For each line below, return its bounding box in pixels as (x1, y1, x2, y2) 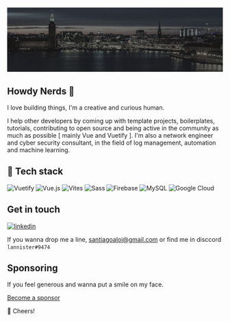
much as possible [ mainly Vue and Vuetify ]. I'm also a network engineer (7, 131, 214, 139)
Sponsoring (7, 262, 58, 274)
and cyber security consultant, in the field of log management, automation (7, 138, 216, 147)
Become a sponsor (7, 294, 60, 302)
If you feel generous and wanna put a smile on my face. (7, 280, 164, 288)
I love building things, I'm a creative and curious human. (7, 103, 165, 112)
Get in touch (7, 203, 60, 216)
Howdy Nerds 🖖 (7, 85, 75, 97)
